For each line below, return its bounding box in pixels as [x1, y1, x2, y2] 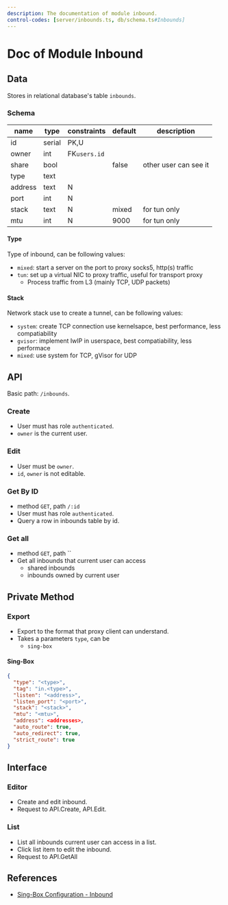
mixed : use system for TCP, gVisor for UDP [16, 351, 137, 360]
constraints [67, 126, 106, 136]
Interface [7, 762, 47, 773]
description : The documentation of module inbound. [7, 10, 157, 17]
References [7, 872, 58, 884]
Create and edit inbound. [16, 798, 88, 806]
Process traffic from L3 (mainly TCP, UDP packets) [27, 278, 170, 286]
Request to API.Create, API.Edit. [16, 805, 107, 813]
